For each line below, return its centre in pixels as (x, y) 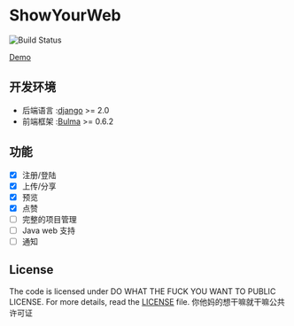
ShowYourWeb (65, 16)
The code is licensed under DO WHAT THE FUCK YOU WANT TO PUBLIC (143, 291)
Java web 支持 (48, 230)
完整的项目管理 (49, 219)
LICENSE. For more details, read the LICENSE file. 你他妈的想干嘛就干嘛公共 (147, 301)
